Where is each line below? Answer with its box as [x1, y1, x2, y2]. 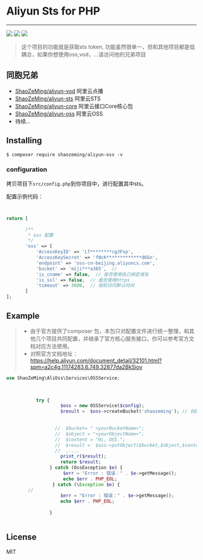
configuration [6, 165, 48, 174]
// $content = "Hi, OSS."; [54, 437, 126, 443]
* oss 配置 [28, 232, 54, 238]
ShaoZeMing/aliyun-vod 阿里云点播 [14, 87, 104, 94]
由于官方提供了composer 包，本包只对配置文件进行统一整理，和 [30, 327, 189, 334]
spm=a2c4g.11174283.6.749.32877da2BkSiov [30, 363, 143, 370]
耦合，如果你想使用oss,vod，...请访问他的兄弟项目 [21, 50, 146, 58]
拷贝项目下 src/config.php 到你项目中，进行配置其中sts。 [6, 180, 147, 187]
